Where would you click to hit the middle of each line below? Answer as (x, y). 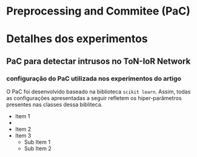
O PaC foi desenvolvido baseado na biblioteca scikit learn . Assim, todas (98, 92)
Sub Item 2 (38, 149)
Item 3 (23, 136)
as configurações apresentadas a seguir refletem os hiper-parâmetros (94, 98)
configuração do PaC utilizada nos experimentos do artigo (94, 78)
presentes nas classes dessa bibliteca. (55, 105)
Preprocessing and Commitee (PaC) (98, 11)
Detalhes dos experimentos (77, 39)
